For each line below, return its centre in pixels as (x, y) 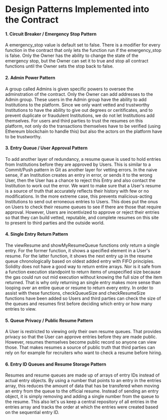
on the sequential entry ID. (32, 413)
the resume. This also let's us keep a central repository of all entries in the (81, 402)
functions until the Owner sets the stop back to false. (60, 66)
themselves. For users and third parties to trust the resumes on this (74, 120)
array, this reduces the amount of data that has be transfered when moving (82, 386)
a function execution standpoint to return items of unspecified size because (83, 272)
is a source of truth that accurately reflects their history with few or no (77, 191)
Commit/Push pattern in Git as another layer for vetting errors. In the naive (81, 170)
